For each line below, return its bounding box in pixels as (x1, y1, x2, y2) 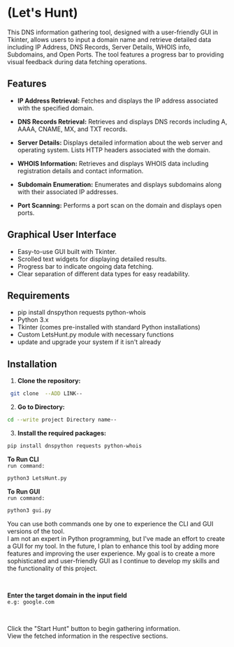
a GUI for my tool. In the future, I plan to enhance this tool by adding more (7, 542, 219, 550)
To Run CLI (7, 455, 40, 463)
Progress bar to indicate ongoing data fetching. (17, 262, 154, 270)
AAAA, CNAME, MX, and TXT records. (17, 124, 128, 133)
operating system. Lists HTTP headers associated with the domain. (17, 145, 211, 154)
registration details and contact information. (17, 166, 144, 175)
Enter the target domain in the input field (7, 591, 127, 600)
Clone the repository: (17, 377, 81, 385)
